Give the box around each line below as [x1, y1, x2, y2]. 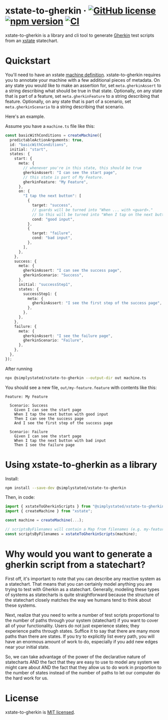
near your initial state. [5, 644, 50, 650]
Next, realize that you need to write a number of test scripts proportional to [5, 612, 159, 618]
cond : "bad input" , [31, 236, 72, 241]
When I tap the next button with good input [14, 412, 108, 417]
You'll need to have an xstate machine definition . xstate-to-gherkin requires [5, 72, 161, 78]
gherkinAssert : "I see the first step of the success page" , [31, 301, 162, 306]
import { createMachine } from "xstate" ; [5, 509, 93, 514]
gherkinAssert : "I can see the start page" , [23, 170, 117, 175]
